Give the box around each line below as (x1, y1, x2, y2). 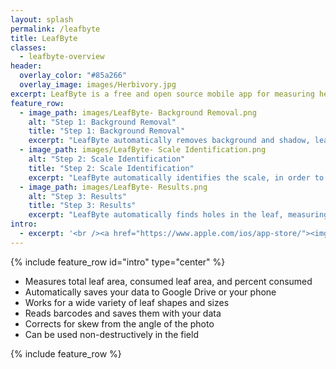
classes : (10, 42, 47, 53)
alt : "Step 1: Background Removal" (28, 117, 177, 127)
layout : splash (10, 14, 74, 25)
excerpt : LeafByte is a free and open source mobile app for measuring (10, 89, 315, 99)
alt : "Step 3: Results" (28, 191, 128, 201)
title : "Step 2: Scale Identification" (28, 163, 195, 173)
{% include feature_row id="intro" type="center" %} (10, 256, 226, 268)
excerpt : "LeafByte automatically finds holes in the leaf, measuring (28, 210, 329, 220)
